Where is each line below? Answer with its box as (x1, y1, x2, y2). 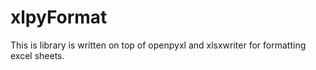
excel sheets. (10, 49, 65, 61)
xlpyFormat (10, 6, 108, 29)
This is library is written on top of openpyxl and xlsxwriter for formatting (10, 39, 307, 51)
